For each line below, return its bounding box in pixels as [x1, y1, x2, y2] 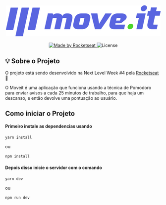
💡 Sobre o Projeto [5, 57, 60, 65]
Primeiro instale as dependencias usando [5, 123, 93, 129]
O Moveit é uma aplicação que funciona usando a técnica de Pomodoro [5, 85, 152, 91]
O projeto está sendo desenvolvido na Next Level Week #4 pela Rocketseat [5, 70, 159, 76]
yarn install [5, 135, 32, 140]
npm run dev [5, 195, 30, 201]
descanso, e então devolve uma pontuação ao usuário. [5, 95, 117, 101]
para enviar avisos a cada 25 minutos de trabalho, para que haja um [5, 90, 144, 96]
